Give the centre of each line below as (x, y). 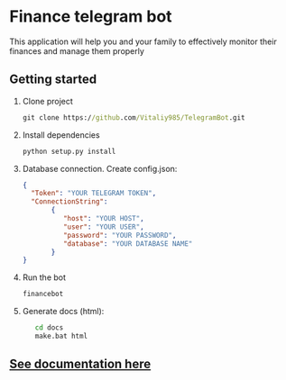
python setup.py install (69, 151)
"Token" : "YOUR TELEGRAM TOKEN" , (94, 194)
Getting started (53, 80)
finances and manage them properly (77, 50)
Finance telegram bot (91, 17)
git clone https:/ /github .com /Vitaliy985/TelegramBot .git (134, 118)
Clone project (48, 101)
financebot (43, 294)
